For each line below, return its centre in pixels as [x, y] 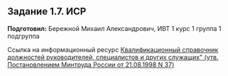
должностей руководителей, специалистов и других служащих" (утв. [113, 57]
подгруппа [24, 36]
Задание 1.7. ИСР [47, 12]
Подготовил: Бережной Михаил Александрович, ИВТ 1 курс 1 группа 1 [114, 28]
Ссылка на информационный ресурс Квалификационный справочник [113, 49]
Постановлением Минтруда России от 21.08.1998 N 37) [91, 64]
